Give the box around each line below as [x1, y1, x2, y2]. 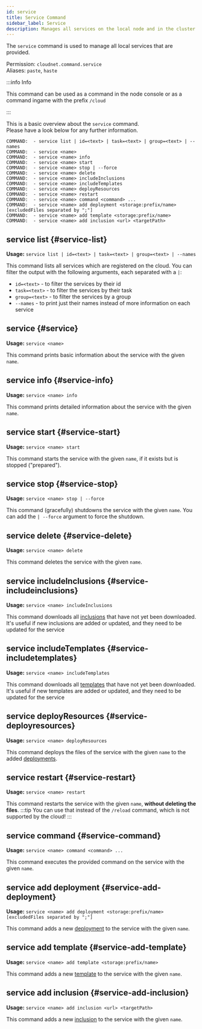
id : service [6, 8, 36, 15]
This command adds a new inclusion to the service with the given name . [6, 1015, 183, 1023]
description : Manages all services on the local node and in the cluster [6, 25, 196, 32]
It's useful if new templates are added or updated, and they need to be [6, 687, 181, 694]
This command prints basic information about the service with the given [6, 351, 185, 358]
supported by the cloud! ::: [6, 813, 72, 820]
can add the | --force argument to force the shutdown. [6, 513, 145, 521]
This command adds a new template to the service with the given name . [6, 970, 182, 978]
